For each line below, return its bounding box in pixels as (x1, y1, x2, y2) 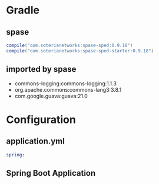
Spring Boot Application (6, 168, 96, 178)
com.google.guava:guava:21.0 (14, 92, 88, 99)
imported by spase (6, 64, 77, 74)
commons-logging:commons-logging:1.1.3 (14, 80, 117, 87)
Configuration (6, 113, 77, 126)
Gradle (6, 4, 40, 17)
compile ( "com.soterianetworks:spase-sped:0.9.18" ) (6, 42, 133, 48)
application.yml (6, 136, 65, 146)
